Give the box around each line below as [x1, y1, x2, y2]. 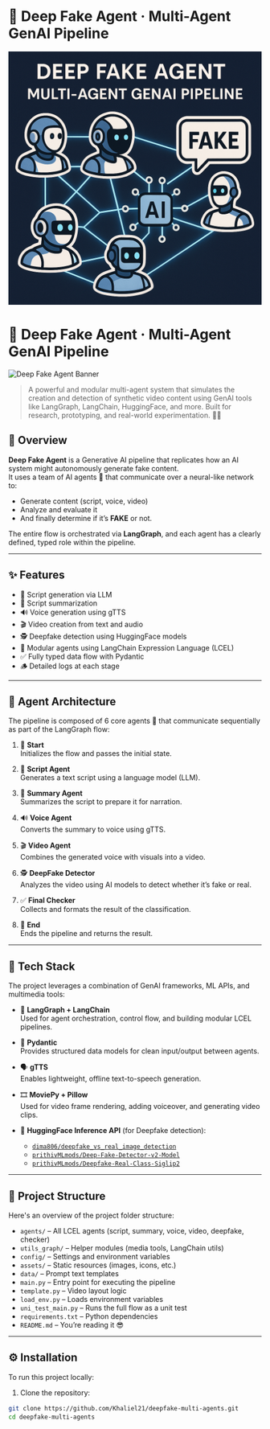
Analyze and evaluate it [19, 504, 98, 514]
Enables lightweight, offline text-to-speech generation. [19, 1074, 202, 1084]
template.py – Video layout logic [19, 1286, 127, 1296]
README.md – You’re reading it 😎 [19, 1320, 125, 1329]
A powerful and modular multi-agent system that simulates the [27, 384, 235, 394]
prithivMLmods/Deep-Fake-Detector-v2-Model [31, 1152, 181, 1160]
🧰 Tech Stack [8, 959, 76, 973]
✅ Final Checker [19, 896, 76, 905]
